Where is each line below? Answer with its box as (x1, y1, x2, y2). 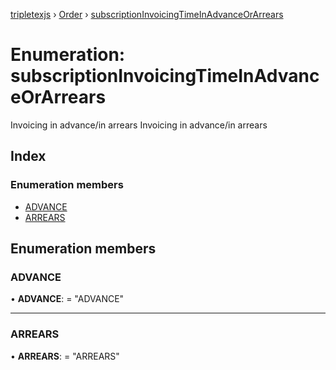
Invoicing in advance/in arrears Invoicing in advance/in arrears (10, 119, 268, 131)
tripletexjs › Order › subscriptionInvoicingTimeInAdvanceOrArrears (10, 9, 284, 20)
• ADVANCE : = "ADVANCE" (10, 293, 125, 305)
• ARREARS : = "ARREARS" (10, 350, 120, 362)
